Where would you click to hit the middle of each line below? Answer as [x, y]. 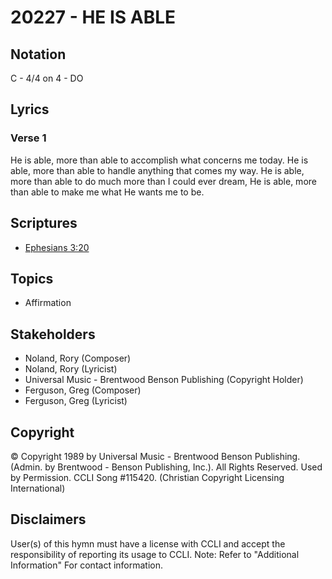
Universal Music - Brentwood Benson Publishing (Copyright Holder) [164, 380]
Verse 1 [28, 138]
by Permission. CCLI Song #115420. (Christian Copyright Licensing [147, 477]
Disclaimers [48, 519]
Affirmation [48, 303]
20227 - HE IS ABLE [93, 17]
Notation [38, 54]
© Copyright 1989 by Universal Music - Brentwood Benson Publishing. [155, 456]
